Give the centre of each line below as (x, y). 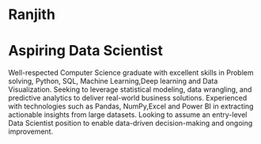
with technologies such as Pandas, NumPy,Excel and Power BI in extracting (131, 106)
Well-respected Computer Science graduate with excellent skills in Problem (131, 73)
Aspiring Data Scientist (86, 51)
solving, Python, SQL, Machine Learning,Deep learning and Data (113, 81)
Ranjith (32, 15)
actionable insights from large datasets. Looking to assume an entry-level (128, 115)
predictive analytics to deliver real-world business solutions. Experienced (128, 98)
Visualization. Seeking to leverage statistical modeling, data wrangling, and (130, 89)
